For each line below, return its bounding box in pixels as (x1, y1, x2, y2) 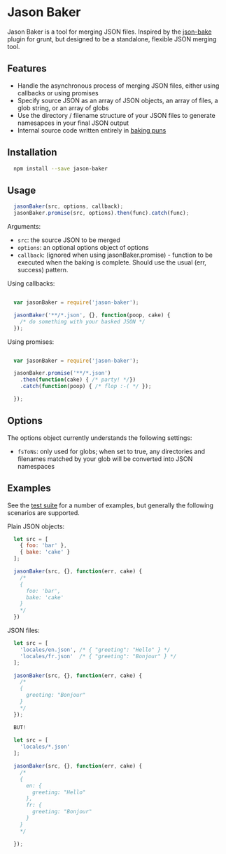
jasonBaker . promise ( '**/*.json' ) (13, 370, 111, 377)
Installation (7, 147, 57, 159)
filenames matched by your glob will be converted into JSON (17, 454, 193, 463)
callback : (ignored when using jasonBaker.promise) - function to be (17, 251, 213, 259)
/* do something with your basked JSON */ (20, 318, 146, 325)
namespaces (17, 462, 55, 470)
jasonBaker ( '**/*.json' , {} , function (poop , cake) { (13, 312, 171, 319)
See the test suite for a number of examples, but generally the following (7, 501, 213, 509)
